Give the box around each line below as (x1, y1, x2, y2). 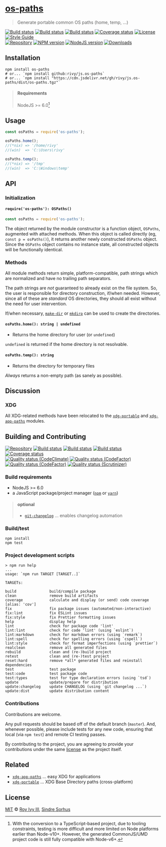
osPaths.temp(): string (5, 353, 54, 358)
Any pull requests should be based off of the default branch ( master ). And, (5, 721, 157, 727)
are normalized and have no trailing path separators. (5, 276, 112, 282)
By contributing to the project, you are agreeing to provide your (5, 741, 134, 747)
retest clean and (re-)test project (5, 654, 110, 659)
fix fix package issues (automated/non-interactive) (5, 607, 152, 612)
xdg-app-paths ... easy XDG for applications (12, 774, 101, 780)
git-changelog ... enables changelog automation (24, 513, 123, 518)
